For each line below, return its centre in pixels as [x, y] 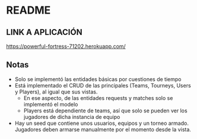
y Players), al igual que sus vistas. [56, 92]
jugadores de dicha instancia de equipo [72, 117]
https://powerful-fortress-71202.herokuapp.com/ [66, 46]
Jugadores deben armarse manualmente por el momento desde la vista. [103, 129]
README [28, 10]
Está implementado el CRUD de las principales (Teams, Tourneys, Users [103, 85]
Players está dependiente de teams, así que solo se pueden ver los [106, 111]
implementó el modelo [51, 104]
